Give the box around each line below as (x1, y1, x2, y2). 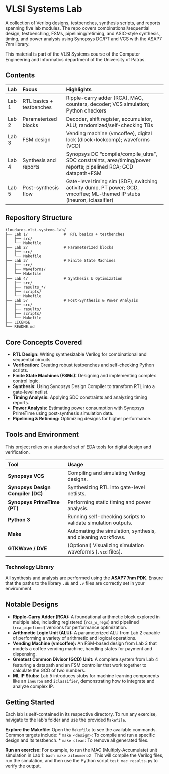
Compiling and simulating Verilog (67, 470, 146, 477)
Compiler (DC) (8, 490, 43, 497)
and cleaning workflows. (67, 534, 126, 541)
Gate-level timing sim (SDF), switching (66, 178, 158, 185)
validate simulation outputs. (67, 519, 132, 526)
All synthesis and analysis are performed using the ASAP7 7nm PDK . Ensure (5, 575, 163, 581)
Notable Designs (5, 600, 59, 609)
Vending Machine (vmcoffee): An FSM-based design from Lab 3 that (12, 640, 157, 646)
